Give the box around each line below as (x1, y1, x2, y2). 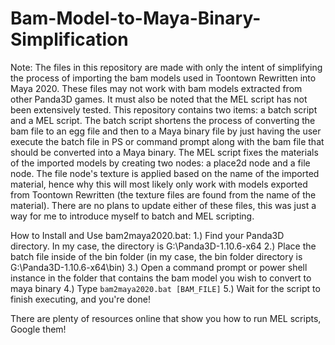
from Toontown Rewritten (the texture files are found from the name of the (10, 188, 317, 201)
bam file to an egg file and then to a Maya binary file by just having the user (10, 125, 322, 137)
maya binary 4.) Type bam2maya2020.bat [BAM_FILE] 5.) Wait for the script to (10, 282, 321, 294)
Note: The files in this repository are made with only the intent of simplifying (10, 61, 323, 73)
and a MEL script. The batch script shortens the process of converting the (10, 114, 316, 126)
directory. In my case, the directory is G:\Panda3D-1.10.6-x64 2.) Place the (10, 240, 317, 252)
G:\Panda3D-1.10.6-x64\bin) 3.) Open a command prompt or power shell (10, 261, 308, 273)
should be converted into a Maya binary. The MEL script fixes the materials (10, 146, 319, 158)
